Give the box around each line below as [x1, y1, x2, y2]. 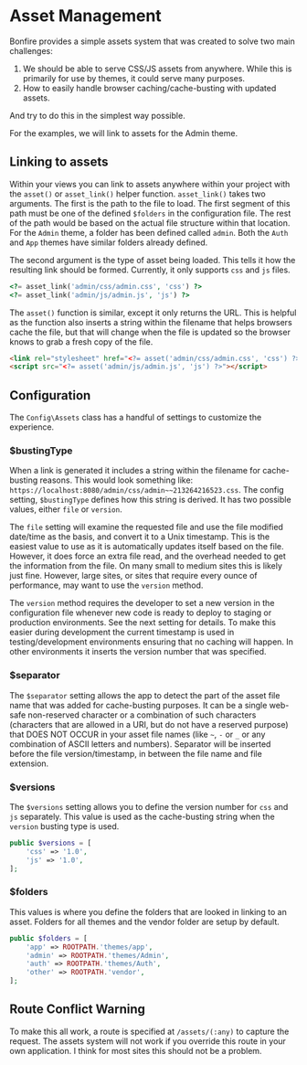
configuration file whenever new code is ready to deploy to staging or [9, 607, 272, 618]
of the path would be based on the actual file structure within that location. [9, 217, 291, 229]
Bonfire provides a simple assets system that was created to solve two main [9, 36, 295, 47]
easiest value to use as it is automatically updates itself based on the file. [9, 541, 284, 552]
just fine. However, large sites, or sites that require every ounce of [9, 570, 258, 581]
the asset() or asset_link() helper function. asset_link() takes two [9, 188, 267, 199]
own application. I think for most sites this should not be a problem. [9, 1045, 262, 1056]
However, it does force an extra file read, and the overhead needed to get [9, 550, 286, 562]
